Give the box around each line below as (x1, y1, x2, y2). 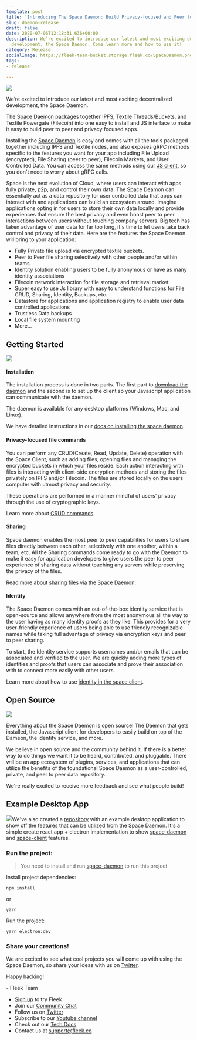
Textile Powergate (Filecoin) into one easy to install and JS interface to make (6, 119, 191, 126)
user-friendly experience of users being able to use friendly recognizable (6, 624, 183, 631)
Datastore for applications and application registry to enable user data (14, 298, 184, 305)
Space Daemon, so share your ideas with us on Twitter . (6, 962, 140, 969)
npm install (6, 885, 35, 891)
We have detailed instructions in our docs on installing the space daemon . (6, 423, 185, 430)
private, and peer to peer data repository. (6, 771, 106, 778)
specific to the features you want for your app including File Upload (6, 149, 169, 156)
